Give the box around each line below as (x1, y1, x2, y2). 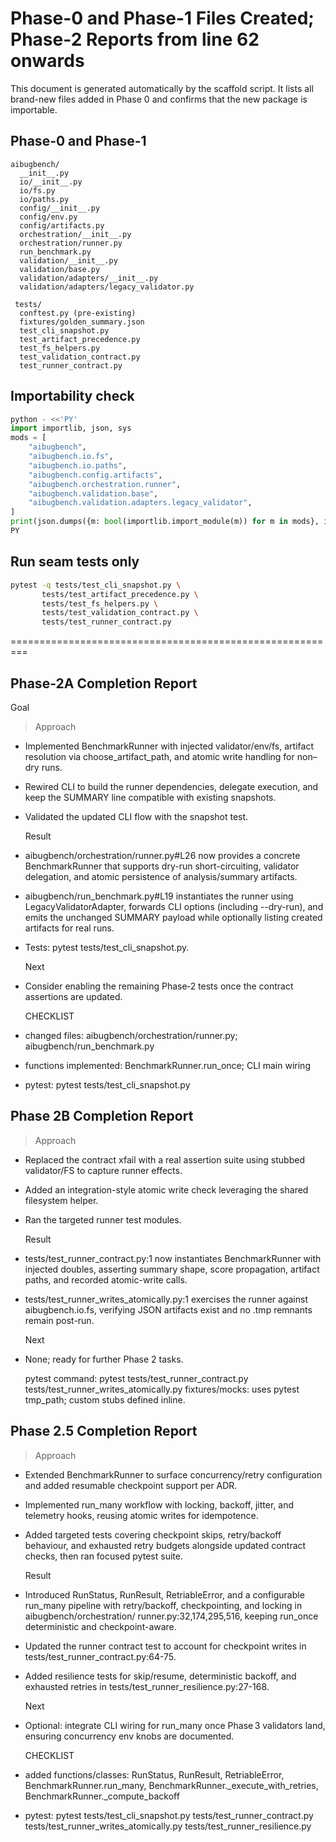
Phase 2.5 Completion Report (10, 1423, 198, 1440)
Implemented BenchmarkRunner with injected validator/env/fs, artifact (24, 740, 314, 752)
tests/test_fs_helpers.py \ (41, 598, 159, 609)
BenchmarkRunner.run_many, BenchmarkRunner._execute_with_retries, (24, 1779, 319, 1791)
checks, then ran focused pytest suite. (24, 1550, 183, 1562)
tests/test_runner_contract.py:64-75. (24, 1650, 177, 1662)
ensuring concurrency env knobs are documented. (24, 1730, 235, 1742)
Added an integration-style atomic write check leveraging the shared (24, 1183, 309, 1196)
